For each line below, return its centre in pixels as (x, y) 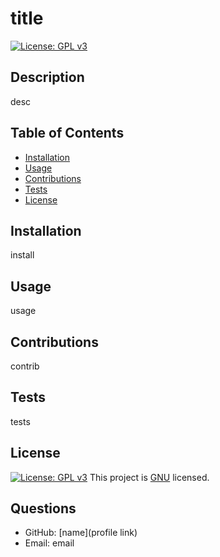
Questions (43, 508)
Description (47, 77)
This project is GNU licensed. (149, 477)
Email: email (49, 543)
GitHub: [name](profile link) (81, 533)
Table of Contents (67, 133)
